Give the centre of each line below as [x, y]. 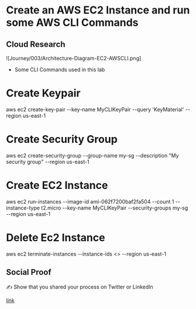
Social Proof [29, 272]
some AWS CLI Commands [72, 23]
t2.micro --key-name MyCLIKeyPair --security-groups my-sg [114, 208]
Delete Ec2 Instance [56, 238]
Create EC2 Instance [57, 186]
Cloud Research [36, 44]
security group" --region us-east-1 [48, 162]
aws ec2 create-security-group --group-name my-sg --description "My [93, 155]
